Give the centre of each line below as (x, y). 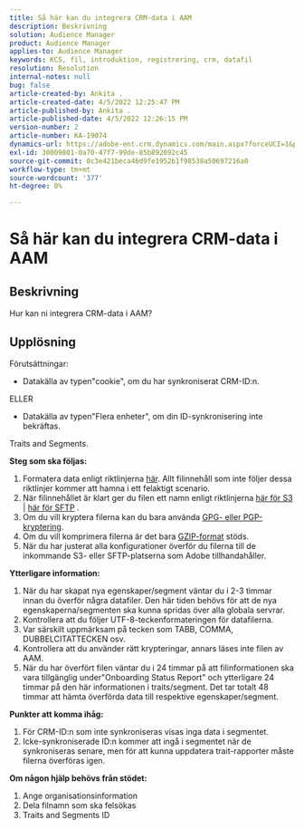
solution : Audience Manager (62, 34)
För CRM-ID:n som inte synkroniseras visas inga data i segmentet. (146, 731)
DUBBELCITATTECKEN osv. (74, 639)
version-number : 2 (44, 128)
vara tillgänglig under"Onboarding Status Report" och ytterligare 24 (148, 677)
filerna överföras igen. (64, 760)
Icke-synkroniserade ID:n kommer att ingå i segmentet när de (137, 741)
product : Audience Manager (60, 43)
